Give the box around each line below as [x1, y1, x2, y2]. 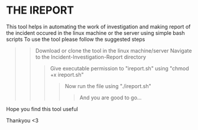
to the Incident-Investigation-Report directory [35, 53, 147, 60]
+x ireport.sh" [50, 71, 84, 78]
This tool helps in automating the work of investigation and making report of [6, 23, 191, 30]
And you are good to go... [79, 94, 142, 101]
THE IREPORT [6, 4, 74, 17]
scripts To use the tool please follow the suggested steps [6, 35, 145, 43]
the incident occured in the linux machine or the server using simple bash [6, 29, 185, 36]
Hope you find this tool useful [6, 105, 78, 112]
